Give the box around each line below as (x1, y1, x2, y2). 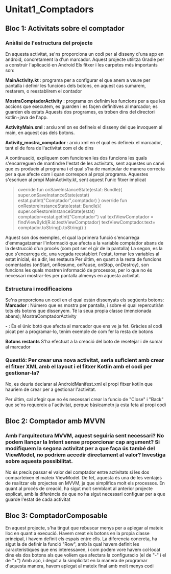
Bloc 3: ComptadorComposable (5, 511, 108, 520)
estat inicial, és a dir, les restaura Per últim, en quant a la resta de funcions (5, 256, 162, 262)
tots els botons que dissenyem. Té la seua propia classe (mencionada (5, 308, 152, 314)
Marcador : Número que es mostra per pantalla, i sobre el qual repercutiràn (5, 302, 164, 308)
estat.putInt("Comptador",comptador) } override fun (17, 197, 128, 203)
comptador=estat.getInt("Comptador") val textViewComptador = (17, 213, 154, 219)
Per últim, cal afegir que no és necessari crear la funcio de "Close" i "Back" (5, 396, 164, 403)
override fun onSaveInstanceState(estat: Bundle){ (17, 186, 123, 192)
